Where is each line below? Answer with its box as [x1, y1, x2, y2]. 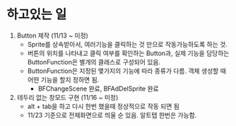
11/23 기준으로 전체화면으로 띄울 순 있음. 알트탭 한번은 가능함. [27, 110, 197, 119]
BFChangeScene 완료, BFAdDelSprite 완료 [37, 84, 160, 93]
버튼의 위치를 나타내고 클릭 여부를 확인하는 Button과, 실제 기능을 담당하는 [27, 49, 230, 57]
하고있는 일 [6, 6, 67, 23]
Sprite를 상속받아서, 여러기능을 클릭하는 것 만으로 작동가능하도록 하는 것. [27, 40, 228, 48]
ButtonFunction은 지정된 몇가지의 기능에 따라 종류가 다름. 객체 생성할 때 [27, 67, 227, 75]
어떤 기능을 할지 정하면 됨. [27, 75, 100, 84]
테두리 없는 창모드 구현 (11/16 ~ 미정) [16, 93, 119, 101]
